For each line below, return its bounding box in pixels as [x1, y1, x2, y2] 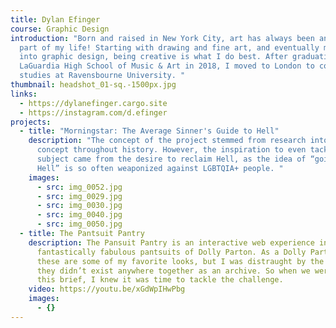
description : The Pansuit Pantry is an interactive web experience [28, 237, 315, 248]
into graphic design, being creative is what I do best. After [19, 52, 288, 62]
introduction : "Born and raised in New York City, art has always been [10, 33, 315, 43]
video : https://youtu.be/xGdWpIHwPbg [28, 284, 186, 295]
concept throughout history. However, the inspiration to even [36, 145, 307, 155]
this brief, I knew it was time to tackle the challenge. [36, 275, 284, 285]
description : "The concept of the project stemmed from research [28, 136, 307, 146]
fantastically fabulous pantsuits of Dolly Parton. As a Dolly [36, 247, 307, 257]
